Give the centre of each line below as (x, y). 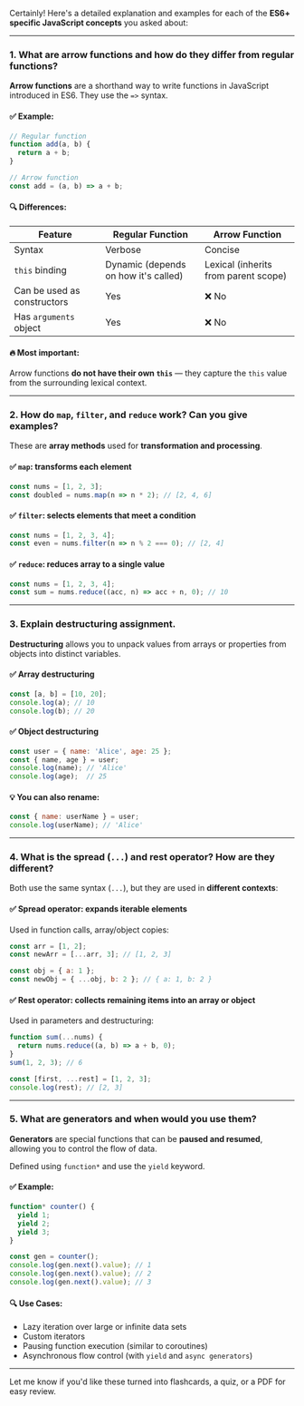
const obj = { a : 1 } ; (52, 971)
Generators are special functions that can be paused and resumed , (136, 1138)
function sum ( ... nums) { (56, 1038)
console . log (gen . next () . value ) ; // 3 (81, 1283)
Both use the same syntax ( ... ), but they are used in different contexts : (144, 888)
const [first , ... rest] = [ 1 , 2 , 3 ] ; (81, 1079)
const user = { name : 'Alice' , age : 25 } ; (90, 751)
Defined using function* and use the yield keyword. (107, 1166)
